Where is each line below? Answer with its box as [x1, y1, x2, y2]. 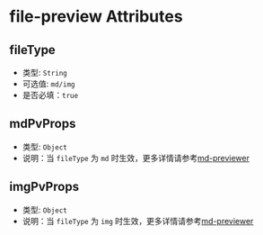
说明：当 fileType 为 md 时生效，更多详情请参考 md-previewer [22, 152, 250, 163]
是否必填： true [22, 90, 79, 100]
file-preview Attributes [9, 6, 183, 27]
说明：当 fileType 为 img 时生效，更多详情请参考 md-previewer [22, 215, 254, 226]
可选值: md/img [22, 78, 75, 89]
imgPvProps [9, 179, 79, 194]
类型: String [22, 68, 67, 77]
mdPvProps [9, 116, 76, 131]
